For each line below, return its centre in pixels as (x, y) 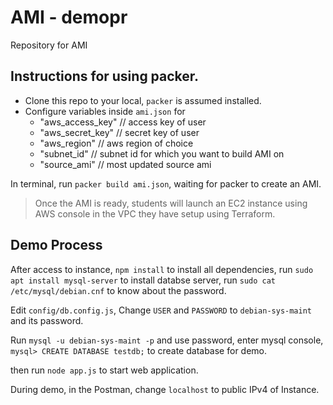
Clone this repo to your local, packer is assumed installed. (143, 100)
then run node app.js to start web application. (104, 370)
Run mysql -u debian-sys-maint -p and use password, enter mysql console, (167, 340)
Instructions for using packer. (105, 76)
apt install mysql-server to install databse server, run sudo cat (143, 280)
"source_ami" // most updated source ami (125, 164)
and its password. (47, 320)
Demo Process (56, 245)
